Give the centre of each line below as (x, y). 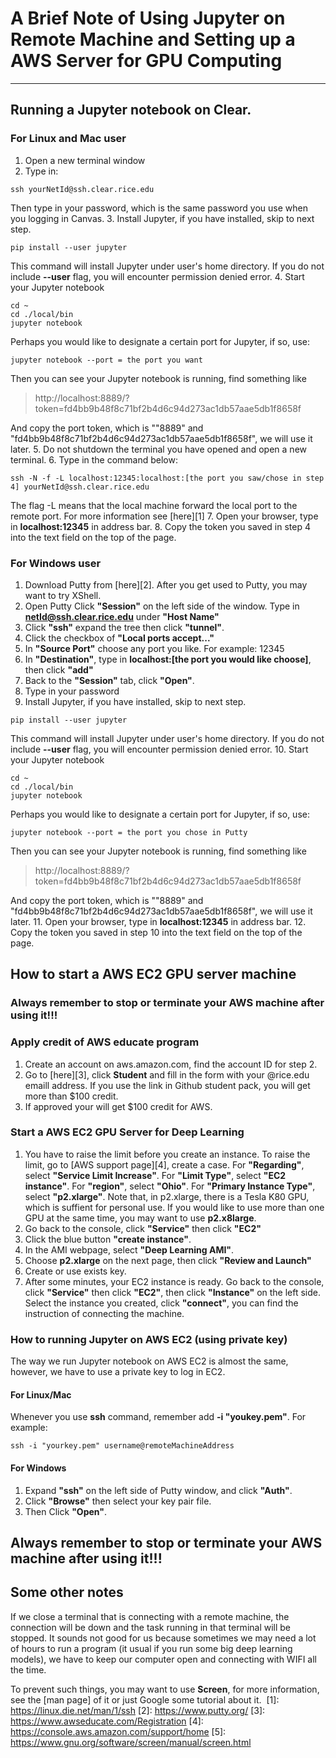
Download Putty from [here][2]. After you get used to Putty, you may (166, 584)
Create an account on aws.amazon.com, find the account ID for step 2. (171, 1064)
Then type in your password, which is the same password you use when (159, 208)
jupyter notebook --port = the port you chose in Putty (129, 832)
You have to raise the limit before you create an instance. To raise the (167, 1154)
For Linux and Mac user (68, 139)
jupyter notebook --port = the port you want (106, 360)
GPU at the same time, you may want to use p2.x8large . (140, 1218)
